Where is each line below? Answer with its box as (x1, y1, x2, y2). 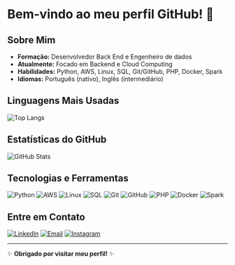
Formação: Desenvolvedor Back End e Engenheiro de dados (17, 52, 192, 61)
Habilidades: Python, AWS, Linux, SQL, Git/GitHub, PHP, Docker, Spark (17, 68, 223, 75)
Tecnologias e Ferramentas (7, 172, 129, 184)
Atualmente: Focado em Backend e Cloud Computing (17, 60, 173, 68)
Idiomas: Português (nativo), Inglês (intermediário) (17, 75, 164, 83)
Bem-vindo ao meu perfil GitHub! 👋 (7, 6, 215, 22)
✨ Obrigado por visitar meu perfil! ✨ (7, 250, 115, 258)
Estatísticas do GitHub (7, 134, 107, 146)
